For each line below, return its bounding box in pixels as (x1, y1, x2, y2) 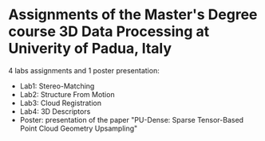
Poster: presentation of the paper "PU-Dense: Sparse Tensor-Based (19, 115, 244, 124)
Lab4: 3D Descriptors (19, 106, 91, 116)
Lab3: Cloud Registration (19, 98, 102, 108)
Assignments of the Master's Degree (8, 6, 258, 24)
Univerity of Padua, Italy (8, 40, 172, 57)
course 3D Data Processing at (8, 22, 210, 41)
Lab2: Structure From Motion (19, 89, 115, 99)
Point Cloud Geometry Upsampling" (19, 123, 138, 133)
